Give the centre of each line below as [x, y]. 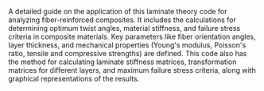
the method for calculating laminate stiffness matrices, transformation [122, 62]
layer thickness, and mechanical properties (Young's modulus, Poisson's [127, 45]
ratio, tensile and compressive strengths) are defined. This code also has [128, 53]
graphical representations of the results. [74, 79]
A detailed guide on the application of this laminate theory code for [118, 11]
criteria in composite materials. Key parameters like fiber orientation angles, [132, 36]
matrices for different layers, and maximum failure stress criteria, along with [132, 70]
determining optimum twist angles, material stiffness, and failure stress [124, 28]
